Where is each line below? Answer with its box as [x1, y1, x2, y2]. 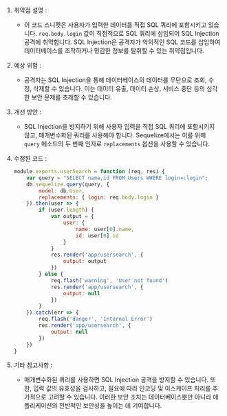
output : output [63, 258, 107, 265]
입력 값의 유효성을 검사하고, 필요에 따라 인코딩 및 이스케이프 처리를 [33, 384, 211, 393]
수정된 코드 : [13, 155, 47, 162]
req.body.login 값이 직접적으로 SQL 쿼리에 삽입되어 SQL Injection [39, 30, 219, 37]
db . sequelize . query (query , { [26, 181, 110, 188]
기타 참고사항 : [13, 361, 53, 369]
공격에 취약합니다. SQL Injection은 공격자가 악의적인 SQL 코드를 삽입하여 [23, 38, 221, 46]
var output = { [50, 213, 94, 220]
